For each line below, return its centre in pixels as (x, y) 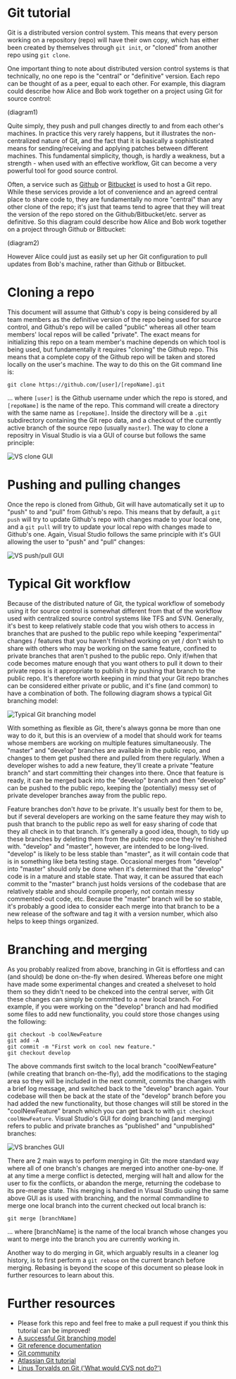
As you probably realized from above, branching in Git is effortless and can (116, 969)
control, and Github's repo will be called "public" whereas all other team (112, 327)
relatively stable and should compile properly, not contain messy (101, 891)
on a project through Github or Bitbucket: (67, 229)
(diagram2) (24, 243)
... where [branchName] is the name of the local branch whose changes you (118, 1231)
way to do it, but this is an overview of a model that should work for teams (115, 735)
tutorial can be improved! (54, 1330)
